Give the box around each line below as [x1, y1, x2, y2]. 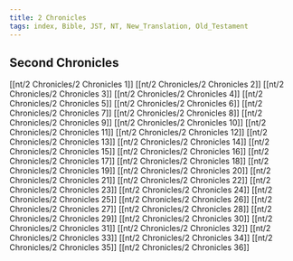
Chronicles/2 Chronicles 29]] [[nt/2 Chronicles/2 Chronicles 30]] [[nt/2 [9, 213, 273, 224]
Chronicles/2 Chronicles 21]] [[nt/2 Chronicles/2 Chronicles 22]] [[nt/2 [9, 175, 271, 186]
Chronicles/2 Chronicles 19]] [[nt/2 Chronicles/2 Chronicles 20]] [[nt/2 [9, 165, 271, 176]
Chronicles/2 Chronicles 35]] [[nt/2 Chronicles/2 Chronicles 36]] [9, 242, 250, 253]
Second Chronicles [9, 55, 119, 70]
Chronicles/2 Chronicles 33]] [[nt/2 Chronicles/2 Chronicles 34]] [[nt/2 [9, 232, 273, 244]
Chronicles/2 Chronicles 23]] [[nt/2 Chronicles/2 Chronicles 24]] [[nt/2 [9, 184, 273, 195]
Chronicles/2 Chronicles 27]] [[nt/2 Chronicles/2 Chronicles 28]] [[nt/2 [9, 204, 273, 215]
